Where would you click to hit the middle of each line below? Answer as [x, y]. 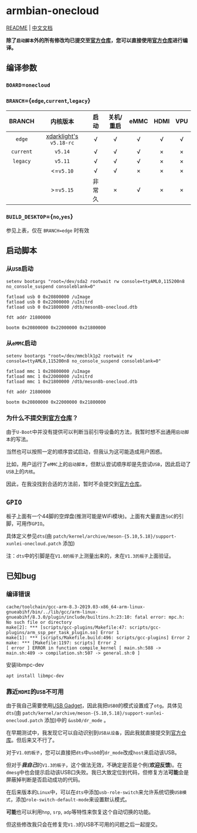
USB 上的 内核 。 [22, 471]
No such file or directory [39, 622]
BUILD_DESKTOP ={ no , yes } [40, 217]
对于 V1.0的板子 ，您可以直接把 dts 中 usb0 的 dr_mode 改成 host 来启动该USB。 [93, 752]
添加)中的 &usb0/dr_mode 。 [77, 720]
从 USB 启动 [20, 269]
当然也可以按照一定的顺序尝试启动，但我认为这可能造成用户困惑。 [86, 452]
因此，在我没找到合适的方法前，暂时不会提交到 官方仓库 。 [75, 484]
